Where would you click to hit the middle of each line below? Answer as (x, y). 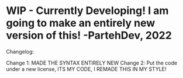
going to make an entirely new (81, 23)
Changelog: (20, 51)
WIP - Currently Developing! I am (87, 11)
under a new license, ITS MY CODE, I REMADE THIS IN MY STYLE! (86, 69)
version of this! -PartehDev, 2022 (89, 36)
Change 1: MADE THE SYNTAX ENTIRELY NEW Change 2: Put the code (91, 63)
